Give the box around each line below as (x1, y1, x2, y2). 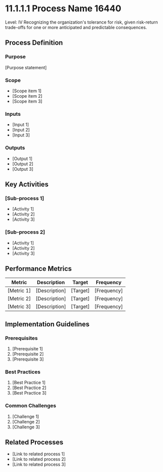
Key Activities (5, 180, 49, 188)
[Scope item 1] (12, 88, 42, 94)
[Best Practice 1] (12, 380, 46, 386)
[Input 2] (12, 127, 30, 133)
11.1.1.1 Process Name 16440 (5, 3, 122, 14)
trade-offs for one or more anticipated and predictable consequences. (5, 24, 147, 30)
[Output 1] (12, 156, 33, 161)
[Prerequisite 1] (12, 346, 43, 351)
